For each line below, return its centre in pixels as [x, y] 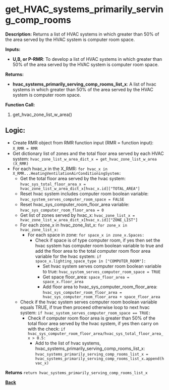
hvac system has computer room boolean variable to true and [99, 245]
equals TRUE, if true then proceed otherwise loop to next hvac [85, 307]
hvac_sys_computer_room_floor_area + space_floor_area [101, 297]
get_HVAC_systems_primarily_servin [84, 9]
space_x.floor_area [63, 282]
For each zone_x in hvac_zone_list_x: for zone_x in [74, 225]
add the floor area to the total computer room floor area [93, 251]
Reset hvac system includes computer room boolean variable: [84, 193]
